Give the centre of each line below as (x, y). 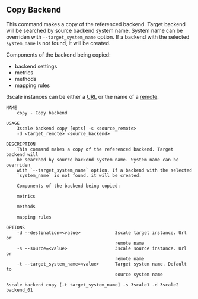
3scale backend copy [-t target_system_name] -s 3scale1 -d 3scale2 (92, 285)
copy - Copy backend (42, 113)
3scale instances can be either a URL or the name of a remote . (82, 96)
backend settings (36, 66)
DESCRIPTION (21, 144)
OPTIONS (16, 228)
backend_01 (20, 290)
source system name (139, 274)
